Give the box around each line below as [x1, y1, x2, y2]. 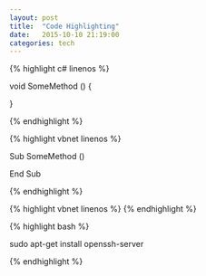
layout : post [9, 13, 59, 23]
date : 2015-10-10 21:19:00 [9, 30, 120, 39]
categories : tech [9, 38, 75, 48]
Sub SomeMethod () [9, 151, 85, 162]
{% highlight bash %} [9, 221, 90, 232]
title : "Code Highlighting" [9, 22, 120, 31]
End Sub [9, 168, 42, 179]
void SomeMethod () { [9, 81, 93, 91]
